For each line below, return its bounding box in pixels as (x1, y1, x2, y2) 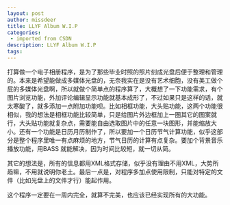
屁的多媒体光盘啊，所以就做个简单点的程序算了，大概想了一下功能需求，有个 (7, 85, 223, 93)
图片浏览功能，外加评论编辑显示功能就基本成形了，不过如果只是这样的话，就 (7, 93, 223, 101)
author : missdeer (7, 16, 57, 23)
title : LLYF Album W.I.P (7, 23, 78, 29)
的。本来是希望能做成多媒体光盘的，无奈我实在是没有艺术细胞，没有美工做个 (7, 76, 223, 84)
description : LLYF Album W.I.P (7, 42, 97, 49)
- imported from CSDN (10, 36, 72, 42)
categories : (7, 29, 41, 36)
